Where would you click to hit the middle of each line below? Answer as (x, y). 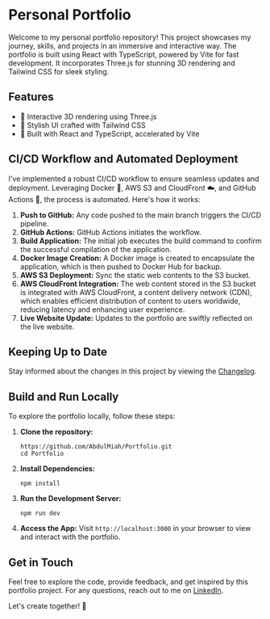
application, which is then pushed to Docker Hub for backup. (121, 266)
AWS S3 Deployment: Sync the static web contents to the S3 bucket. (135, 275)
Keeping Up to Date (58, 352)
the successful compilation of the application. (96, 249)
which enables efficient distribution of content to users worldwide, (130, 301)
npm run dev (40, 514)
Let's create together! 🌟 (48, 606)
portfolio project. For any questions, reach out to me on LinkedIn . (116, 590)
